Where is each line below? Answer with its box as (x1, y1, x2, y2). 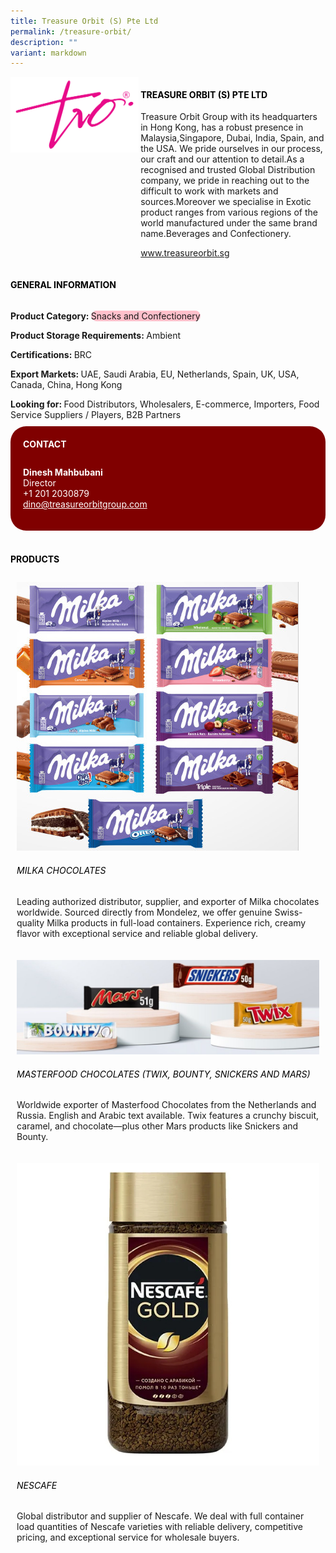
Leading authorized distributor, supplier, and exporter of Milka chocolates (16, 895, 320, 907)
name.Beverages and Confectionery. (140, 228, 292, 240)
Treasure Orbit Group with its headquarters (140, 111, 318, 123)
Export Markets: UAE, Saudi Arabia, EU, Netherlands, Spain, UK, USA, (10, 368, 300, 380)
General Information (10, 279, 117, 291)
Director (23, 477, 57, 489)
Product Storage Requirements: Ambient (10, 329, 182, 341)
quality (16, 916, 45, 929)
